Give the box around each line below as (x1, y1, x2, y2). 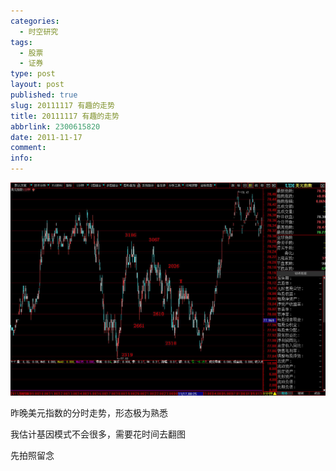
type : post (10, 69, 56, 79)
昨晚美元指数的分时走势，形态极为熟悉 (10, 407, 168, 419)
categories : (10, 16, 60, 26)
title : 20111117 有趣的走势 (10, 111, 120, 121)
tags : (10, 37, 33, 47)
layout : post (10, 80, 65, 90)
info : (10, 153, 33, 164)
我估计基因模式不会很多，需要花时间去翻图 (10, 428, 186, 440)
